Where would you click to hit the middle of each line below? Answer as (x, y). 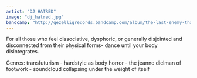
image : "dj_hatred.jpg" (35, 17)
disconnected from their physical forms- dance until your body (82, 45)
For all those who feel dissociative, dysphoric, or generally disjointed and (94, 39)
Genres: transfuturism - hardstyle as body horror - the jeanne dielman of (94, 63)
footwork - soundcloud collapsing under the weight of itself (78, 69)
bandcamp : (18, 22)
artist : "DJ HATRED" (31, 11)
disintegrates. (23, 52)
